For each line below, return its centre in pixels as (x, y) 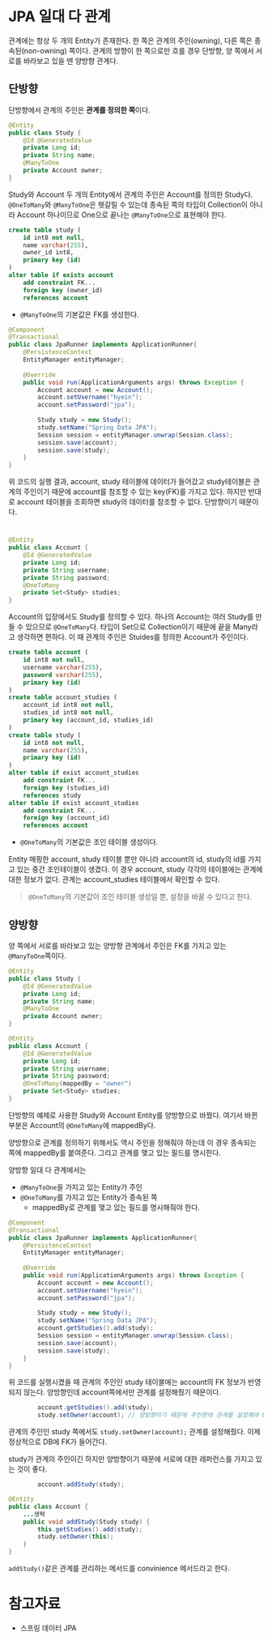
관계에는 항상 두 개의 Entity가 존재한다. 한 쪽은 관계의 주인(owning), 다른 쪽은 (130, 40)
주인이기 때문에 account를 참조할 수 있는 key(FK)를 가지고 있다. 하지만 (135, 492)
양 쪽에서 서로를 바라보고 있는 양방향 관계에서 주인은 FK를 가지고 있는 (117, 946)
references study (52, 795)
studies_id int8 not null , (68, 713)
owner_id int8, (49, 253)
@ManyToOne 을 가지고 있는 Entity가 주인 (81, 1186)
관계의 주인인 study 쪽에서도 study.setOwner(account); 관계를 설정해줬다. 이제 (134, 1432)
